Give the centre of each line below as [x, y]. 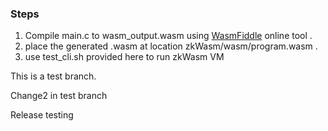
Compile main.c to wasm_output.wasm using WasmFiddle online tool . [168, 36]
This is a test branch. [53, 76]
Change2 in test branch [59, 96]
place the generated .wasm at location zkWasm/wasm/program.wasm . [171, 46]
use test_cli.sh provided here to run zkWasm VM [124, 57]
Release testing [42, 115]
